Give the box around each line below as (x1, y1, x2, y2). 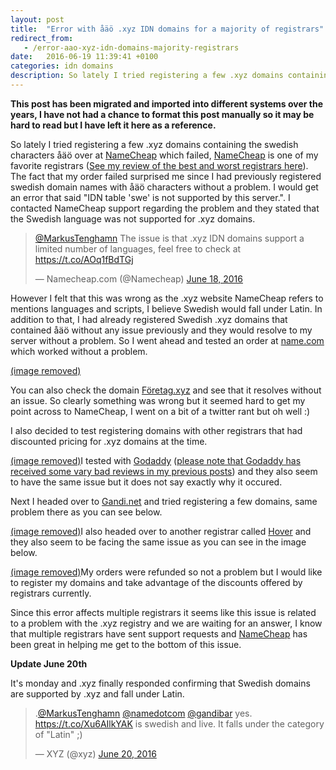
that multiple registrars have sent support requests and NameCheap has (10, 627, 308, 640)
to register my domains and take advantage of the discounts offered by (10, 576, 303, 588)
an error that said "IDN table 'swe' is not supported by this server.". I (10, 191, 291, 203)
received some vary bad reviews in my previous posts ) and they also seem (10, 465, 318, 477)
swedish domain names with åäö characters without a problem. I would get (10, 181, 319, 193)
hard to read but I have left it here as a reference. (10, 119, 217, 131)
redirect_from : (10, 33, 74, 43)
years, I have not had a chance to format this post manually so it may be (10, 108, 315, 120)
